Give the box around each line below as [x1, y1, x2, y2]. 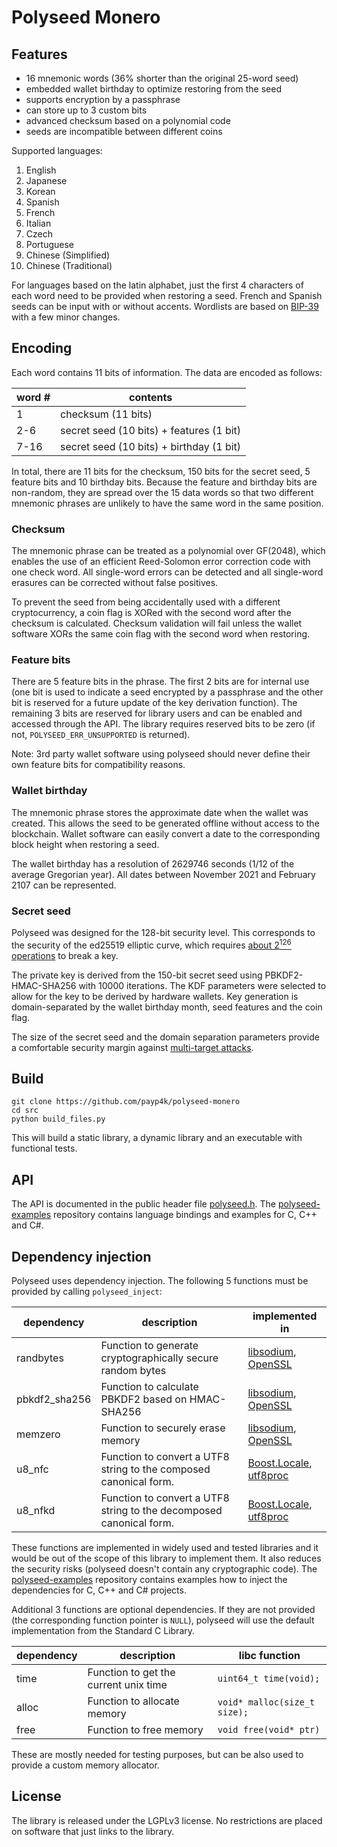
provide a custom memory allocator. [11, 1759, 160, 1771]
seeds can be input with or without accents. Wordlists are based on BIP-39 [11, 301, 319, 312]
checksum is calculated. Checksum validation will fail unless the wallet [11, 617, 303, 630]
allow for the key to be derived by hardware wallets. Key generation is [11, 990, 299, 1002]
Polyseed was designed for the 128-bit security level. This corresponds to [11, 927, 316, 938]
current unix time [87, 1678, 168, 1692]
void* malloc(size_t [217, 1697, 316, 1708]
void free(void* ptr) [217, 1724, 321, 1736]
